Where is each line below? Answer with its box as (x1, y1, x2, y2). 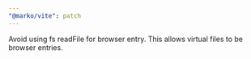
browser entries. (8, 42, 63, 53)
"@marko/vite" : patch (8, 11, 82, 20)
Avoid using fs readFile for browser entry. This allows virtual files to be (8, 34, 243, 44)
